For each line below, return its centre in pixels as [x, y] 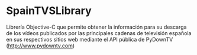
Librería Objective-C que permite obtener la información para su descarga [96, 27]
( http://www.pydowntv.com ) [41, 46]
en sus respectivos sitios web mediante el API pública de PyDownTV [90, 39]
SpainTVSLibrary [49, 11]
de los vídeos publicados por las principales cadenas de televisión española [99, 33]
